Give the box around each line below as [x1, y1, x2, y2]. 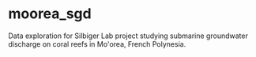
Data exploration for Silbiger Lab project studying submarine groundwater [8, 31, 249, 40]
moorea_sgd [8, 5, 92, 23]
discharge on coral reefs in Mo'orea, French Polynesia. [8, 39, 186, 48]
